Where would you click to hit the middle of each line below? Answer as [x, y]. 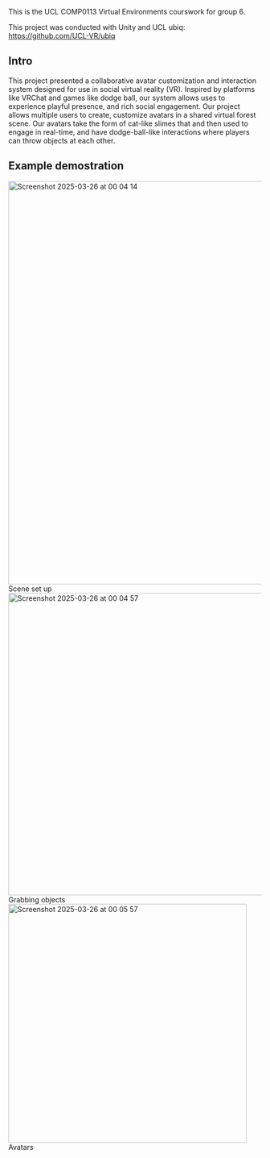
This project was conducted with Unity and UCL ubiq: [97, 27]
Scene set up [30, 589]
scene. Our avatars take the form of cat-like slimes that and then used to [129, 123]
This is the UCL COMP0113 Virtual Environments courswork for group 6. [127, 12]
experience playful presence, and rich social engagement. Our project [124, 106]
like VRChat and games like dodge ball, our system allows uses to [117, 98]
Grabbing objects [37, 899]
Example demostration [66, 166]
